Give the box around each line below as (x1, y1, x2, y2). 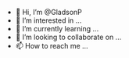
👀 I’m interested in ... (15, 16, 82, 25)
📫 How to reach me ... (15, 42, 88, 50)
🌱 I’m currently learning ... (15, 24, 99, 33)
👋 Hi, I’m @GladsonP (15, 8, 82, 16)
